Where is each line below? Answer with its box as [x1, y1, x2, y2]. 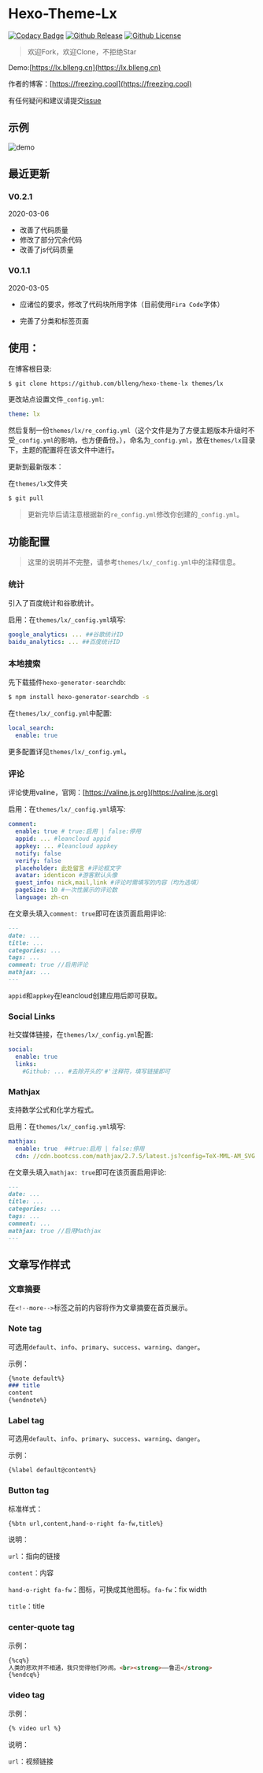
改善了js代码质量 [19, 245, 74, 254]
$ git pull [8, 494, 44, 502]
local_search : [8, 724, 55, 732]
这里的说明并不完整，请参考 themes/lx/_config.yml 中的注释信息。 [27, 557, 240, 567]
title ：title [8, 1601, 45, 1611]
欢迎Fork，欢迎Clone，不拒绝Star [27, 46, 137, 56]
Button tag [8, 1485, 50, 1496]
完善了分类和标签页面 [19, 316, 89, 325]
